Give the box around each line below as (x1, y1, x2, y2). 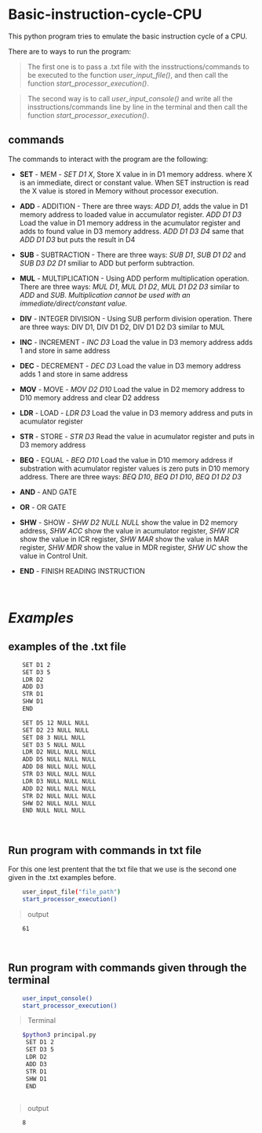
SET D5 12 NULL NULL (22, 719, 89, 727)
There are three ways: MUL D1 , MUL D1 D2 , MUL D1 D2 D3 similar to (19, 281, 240, 291)
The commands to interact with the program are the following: (8, 154, 209, 163)
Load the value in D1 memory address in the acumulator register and (19, 218, 241, 227)
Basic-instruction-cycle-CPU (8, 5, 202, 24)
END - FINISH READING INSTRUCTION (19, 566, 145, 575)
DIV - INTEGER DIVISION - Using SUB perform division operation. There (19, 313, 253, 323)
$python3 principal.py (22, 1031, 96, 1039)
